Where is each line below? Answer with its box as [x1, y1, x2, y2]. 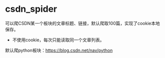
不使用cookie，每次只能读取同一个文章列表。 [12, 37, 105, 43]
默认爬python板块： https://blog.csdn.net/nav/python [5, 47, 113, 53]
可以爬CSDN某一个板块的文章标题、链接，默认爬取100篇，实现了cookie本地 [5, 20, 160, 26]
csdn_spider [5, 3, 57, 15]
